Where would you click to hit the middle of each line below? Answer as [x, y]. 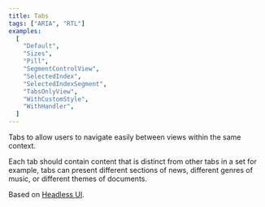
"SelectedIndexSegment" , [65, 84]
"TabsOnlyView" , [51, 91]
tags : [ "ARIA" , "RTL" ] [47, 24]
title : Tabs [28, 16]
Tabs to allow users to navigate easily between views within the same [125, 137]
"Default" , [41, 46]
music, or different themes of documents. [78, 179]
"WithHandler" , [49, 106]
